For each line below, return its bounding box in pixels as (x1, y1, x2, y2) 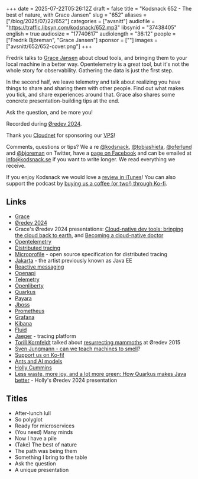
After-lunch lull (14, 409, 51, 417)
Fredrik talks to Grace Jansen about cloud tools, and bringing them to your (6, 55, 188, 61)
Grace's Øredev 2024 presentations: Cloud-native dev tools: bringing (14, 225, 184, 232)
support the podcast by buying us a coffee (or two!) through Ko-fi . (6, 180, 167, 187)
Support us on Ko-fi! (14, 351, 65, 358)
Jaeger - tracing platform (14, 332, 77, 340)
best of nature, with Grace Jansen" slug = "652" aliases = (6, 11, 147, 18)
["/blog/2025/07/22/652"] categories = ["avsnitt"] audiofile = (6, 18, 155, 24)
